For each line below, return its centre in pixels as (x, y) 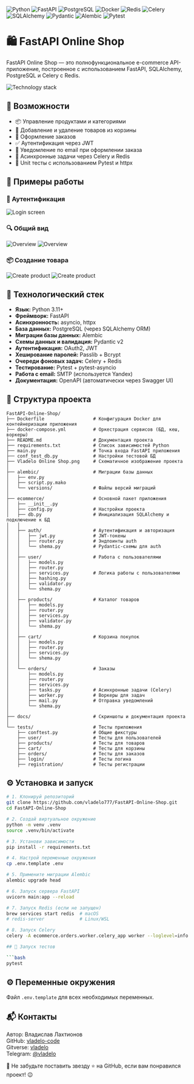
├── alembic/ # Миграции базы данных (80, 472)
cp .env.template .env (35, 864)
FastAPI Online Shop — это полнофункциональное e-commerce (87, 62)
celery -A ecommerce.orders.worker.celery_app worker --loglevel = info (97, 936)
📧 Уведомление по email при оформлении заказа (79, 149)
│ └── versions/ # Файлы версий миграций (81, 488)
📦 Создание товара (37, 260)
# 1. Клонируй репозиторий (40, 797)
